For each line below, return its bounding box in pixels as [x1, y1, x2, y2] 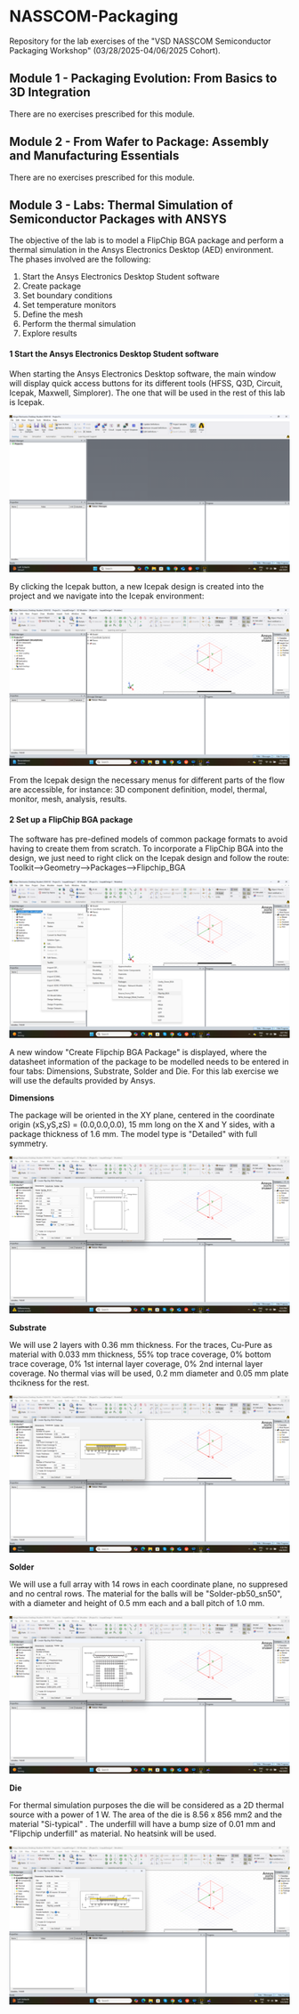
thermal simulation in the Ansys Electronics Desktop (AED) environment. [9, 245, 274, 256]
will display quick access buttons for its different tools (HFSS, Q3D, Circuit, [9, 378, 283, 388]
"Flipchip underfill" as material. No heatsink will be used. [9, 1828, 216, 1839]
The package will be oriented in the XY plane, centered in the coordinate [9, 1109, 275, 1120]
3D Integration [9, 85, 91, 100]
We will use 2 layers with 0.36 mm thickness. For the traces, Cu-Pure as [9, 1339, 273, 1350]
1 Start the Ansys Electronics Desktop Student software [9, 348, 220, 359]
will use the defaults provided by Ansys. [9, 1075, 156, 1085]
